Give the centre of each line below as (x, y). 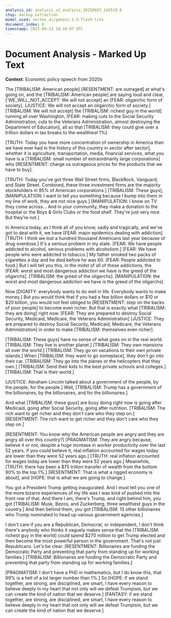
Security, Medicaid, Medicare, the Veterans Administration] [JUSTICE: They (85, 319)
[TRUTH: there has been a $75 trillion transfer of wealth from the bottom (81, 467)
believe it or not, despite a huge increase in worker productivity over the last (86, 445)
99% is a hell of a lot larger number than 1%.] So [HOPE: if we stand (77, 578)
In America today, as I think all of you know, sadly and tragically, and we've (84, 227)
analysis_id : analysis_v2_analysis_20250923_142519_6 (64, 10)
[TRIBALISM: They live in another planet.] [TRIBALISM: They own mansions (84, 345)
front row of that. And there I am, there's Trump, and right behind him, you (83, 498)
